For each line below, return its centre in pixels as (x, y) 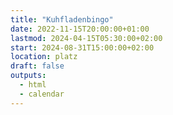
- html (33, 85)
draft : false (37, 66)
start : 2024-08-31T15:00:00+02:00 (82, 47)
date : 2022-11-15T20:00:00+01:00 (80, 29)
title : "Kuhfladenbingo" (62, 19)
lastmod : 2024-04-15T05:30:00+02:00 (86, 38)
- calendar (42, 94)
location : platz (44, 57)
